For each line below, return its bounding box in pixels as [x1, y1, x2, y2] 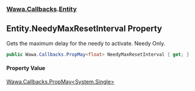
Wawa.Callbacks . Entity [6, 5, 77, 13]
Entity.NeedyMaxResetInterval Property [6, 24, 163, 34]
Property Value [6, 64, 46, 72]
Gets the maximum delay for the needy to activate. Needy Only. [6, 39, 166, 47]
